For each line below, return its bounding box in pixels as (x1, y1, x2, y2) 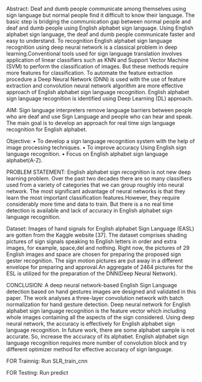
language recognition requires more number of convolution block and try (6, 339, 187, 346)
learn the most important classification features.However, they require (6, 194, 180, 201)
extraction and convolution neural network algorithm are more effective (6, 82, 183, 89)
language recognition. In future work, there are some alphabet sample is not (6, 326, 195, 334)
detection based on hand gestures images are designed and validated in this (6, 288, 197, 295)
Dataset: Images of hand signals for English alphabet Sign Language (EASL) (6, 225, 195, 232)
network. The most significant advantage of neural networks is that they (6, 188, 186, 195)
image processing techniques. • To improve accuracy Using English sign (6, 144, 187, 151)
